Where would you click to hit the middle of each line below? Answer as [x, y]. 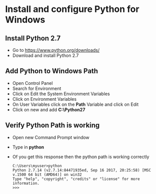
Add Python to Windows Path [52, 71]
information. [26, 183]
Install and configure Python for [72, 9]
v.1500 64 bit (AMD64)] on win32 [47, 175]
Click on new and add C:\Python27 [49, 109]
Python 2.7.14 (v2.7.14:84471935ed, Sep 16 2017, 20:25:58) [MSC [81, 170]
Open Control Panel [33, 83]
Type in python [28, 147]
